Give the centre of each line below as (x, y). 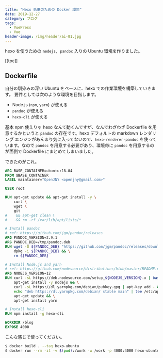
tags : (10, 23)
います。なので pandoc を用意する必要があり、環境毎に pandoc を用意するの (80, 145)
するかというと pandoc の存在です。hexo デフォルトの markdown (73, 133)
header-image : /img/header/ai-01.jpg (43, 37)
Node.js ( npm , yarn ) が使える (40, 104)
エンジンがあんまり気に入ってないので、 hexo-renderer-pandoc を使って (85, 139)
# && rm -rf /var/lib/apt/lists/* (43, 220)
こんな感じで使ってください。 (35, 337)
